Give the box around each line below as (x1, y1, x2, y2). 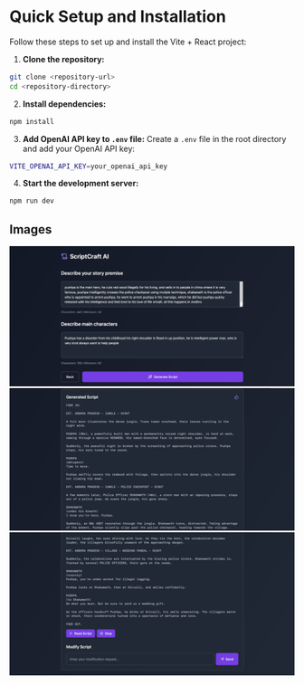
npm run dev (9, 196, 54, 205)
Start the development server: (22, 178, 139, 189)
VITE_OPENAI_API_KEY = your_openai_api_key (9, 161, 168, 171)
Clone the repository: (22, 53, 105, 64)
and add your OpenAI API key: (22, 143, 136, 154)
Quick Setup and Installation (9, 6, 226, 27)
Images (9, 222, 52, 237)
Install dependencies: (22, 98, 107, 109)
